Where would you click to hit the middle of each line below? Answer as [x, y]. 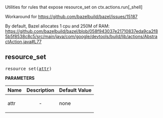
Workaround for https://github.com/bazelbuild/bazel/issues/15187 [71, 16]
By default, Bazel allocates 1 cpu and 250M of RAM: [57, 26]
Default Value [75, 90]
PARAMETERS [20, 78]
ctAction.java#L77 [23, 42]
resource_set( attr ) [28, 69]
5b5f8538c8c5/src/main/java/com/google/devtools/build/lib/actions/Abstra [81, 36]
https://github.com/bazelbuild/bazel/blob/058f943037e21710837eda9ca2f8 [81, 31]
